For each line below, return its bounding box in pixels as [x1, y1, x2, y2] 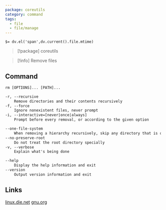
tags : [5, 16, 16, 21]
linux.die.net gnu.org [5, 199, 47, 205]
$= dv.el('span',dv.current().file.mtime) [5, 39, 94, 45]
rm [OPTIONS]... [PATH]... [5, 85, 61, 90]
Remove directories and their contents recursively [14, 99, 123, 104]
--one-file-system [5, 126, 43, 132]
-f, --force [5, 103, 30, 108]
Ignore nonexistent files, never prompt [14, 108, 98, 113]
